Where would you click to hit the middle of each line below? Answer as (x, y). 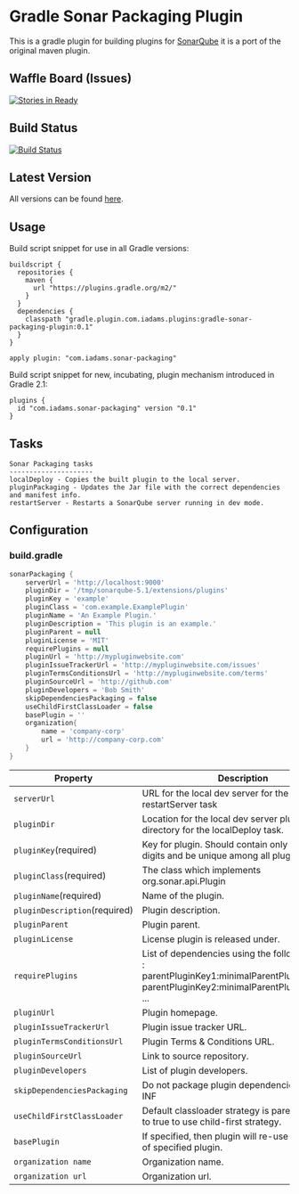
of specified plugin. (182, 1147)
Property (74, 778)
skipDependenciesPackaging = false (91, 698)
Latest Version (50, 177)
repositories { (45, 273)
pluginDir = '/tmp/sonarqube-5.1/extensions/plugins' (127, 591)
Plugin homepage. (180, 1012)
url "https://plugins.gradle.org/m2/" (105, 288)
